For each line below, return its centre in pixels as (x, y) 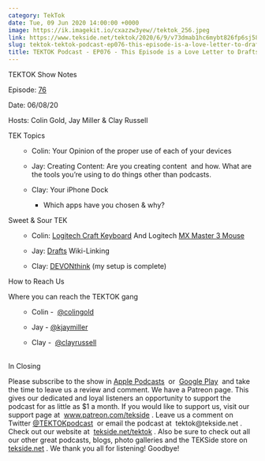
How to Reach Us (36, 281)
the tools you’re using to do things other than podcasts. (121, 175)
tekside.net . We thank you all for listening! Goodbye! (94, 448)
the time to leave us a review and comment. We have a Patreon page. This (129, 390)
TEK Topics (27, 136)
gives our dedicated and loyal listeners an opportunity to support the (119, 398)
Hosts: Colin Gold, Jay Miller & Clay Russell (78, 120)
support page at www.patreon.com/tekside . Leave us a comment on (121, 415)
